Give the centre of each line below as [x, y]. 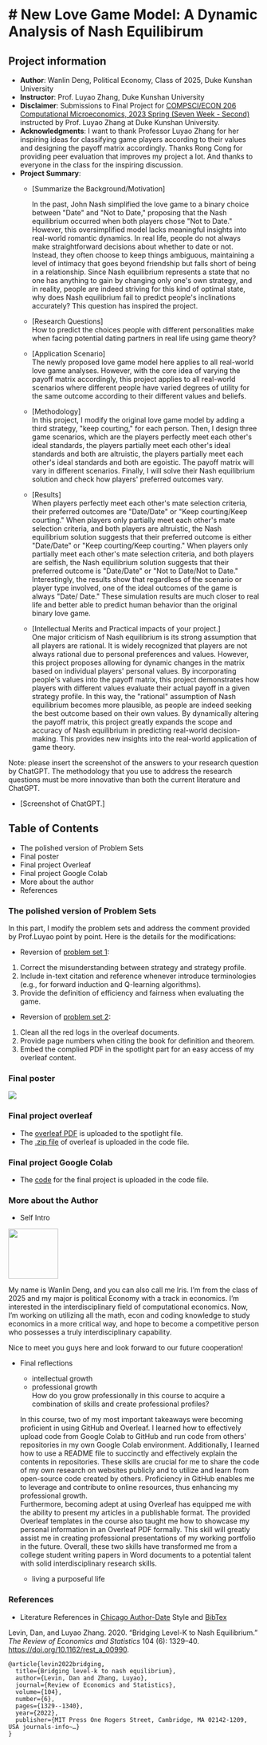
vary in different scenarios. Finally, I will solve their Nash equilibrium [143, 471]
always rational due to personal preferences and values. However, [140, 654]
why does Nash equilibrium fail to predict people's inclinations [134, 297]
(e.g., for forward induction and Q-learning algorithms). [110, 985]
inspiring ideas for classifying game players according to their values [133, 140]
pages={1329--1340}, [49, 1706]
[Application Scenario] [69, 354]
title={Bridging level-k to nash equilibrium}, [96, 1671]
